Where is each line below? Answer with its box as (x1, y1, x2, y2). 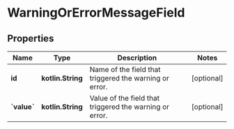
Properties (7, 33, 54, 44)
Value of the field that (89, 94, 160, 103)
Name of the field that (89, 64, 161, 74)
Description (117, 53, 157, 62)
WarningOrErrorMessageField (7, 5, 185, 21)
